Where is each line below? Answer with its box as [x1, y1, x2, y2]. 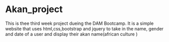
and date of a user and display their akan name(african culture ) [5, 31, 138, 37]
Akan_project [5, 4, 63, 15]
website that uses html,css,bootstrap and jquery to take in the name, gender [5, 25, 164, 31]
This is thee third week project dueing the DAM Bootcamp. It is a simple [5, 20, 154, 26]
